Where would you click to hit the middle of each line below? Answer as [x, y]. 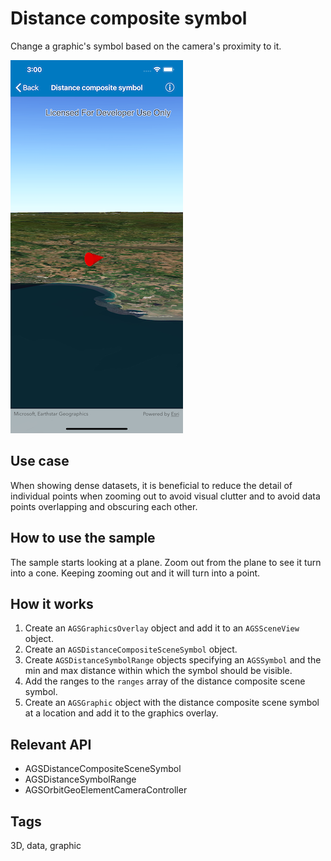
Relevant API [51, 744]
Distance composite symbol [129, 18]
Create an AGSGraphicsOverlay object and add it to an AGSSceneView [162, 628]
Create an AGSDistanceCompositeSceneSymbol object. [131, 649]
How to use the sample [83, 538]
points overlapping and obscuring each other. [104, 506]
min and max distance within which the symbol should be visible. [158, 671]
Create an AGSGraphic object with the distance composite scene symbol [172, 703]
